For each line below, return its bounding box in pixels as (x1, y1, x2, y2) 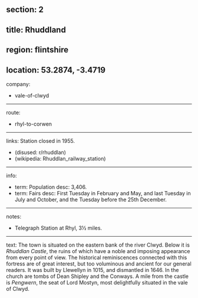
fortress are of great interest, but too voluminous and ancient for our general (6, 260, 192, 267)
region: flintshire (6, 45, 69, 55)
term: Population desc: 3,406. (14, 183, 87, 191)
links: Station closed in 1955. (6, 137, 75, 144)
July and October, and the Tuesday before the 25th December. (14, 196, 167, 203)
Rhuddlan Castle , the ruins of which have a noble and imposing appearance (6, 247, 190, 254)
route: (6, 109, 21, 116)
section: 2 (6, 5, 44, 15)
